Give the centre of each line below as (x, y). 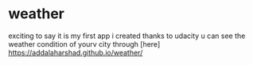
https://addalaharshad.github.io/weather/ (76, 52)
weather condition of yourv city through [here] (84, 44)
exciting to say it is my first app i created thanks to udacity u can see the (127, 36)
